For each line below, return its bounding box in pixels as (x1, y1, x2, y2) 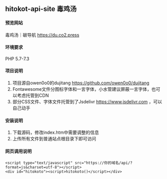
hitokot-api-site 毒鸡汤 (5, 5, 77, 14)
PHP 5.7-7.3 (5, 56, 30, 62)
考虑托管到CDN (17, 92, 49, 98)
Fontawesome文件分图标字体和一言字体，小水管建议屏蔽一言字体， (12, 86, 152, 92)
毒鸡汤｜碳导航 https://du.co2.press (5, 32, 79, 38)
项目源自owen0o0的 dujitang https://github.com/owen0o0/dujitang (12, 80, 149, 86)
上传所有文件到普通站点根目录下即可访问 (12, 136, 96, 142)
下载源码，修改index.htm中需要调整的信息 (12, 129, 99, 135)
